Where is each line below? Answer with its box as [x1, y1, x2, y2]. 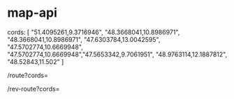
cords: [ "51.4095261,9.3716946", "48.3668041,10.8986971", [7, 28, 180, 36]
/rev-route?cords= [7, 84, 60, 93]
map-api [7, 5, 58, 21]
